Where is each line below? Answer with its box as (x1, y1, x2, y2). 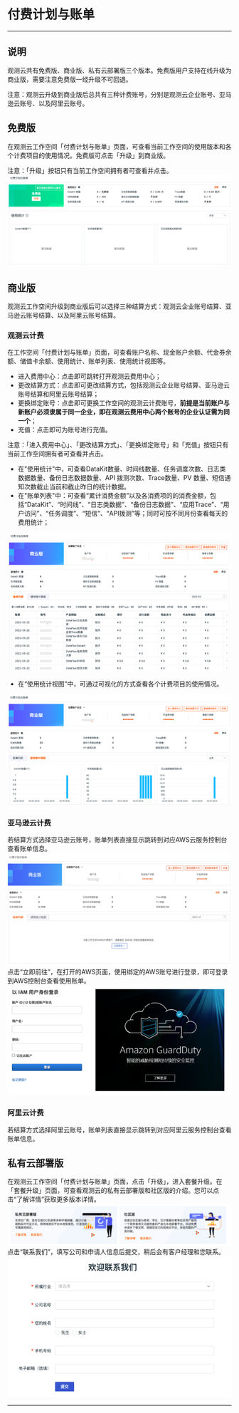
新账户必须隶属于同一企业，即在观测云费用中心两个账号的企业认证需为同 (17, 407, 230, 417)
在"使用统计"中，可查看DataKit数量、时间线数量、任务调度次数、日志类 (17, 464, 226, 474)
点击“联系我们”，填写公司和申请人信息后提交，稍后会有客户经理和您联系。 (7, 1247, 225, 1256)
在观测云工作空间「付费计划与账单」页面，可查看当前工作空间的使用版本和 (7, 142, 225, 150)
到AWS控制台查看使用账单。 (7, 976, 90, 985)
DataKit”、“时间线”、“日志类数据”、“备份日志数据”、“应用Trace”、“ (26, 500, 223, 509)
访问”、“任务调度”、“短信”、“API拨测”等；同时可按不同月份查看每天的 (23, 509, 228, 518)
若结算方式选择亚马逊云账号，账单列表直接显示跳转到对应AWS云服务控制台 (7, 835, 228, 844)
